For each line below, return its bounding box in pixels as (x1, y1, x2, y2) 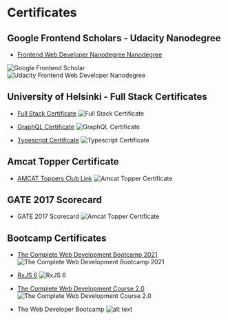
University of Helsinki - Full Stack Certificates (7, 91, 208, 103)
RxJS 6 (17, 271, 38, 279)
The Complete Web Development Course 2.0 (17, 284, 145, 293)
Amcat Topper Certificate (7, 156, 119, 168)
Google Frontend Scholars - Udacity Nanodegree (7, 32, 222, 44)
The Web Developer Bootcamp (17, 305, 105, 314)
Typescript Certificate (17, 136, 79, 144)
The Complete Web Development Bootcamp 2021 (17, 250, 158, 259)
